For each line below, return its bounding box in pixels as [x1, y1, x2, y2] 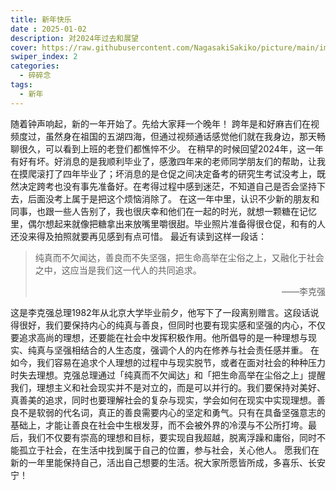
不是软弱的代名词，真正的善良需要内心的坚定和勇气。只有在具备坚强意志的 [18, 406, 326, 418]
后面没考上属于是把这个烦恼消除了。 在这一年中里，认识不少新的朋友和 [27, 192, 320, 205]
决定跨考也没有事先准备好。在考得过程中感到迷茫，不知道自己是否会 [18, 180, 300, 192]
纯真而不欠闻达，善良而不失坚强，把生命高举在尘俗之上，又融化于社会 [34, 251, 325, 263]
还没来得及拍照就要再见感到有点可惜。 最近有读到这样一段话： [10, 230, 267, 242]
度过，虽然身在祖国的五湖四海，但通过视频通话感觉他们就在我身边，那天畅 [18, 130, 326, 142]
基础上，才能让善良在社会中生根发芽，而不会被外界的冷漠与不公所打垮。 [10, 419, 308, 431]
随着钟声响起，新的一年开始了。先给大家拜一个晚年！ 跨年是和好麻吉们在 [10, 117, 311, 130]
